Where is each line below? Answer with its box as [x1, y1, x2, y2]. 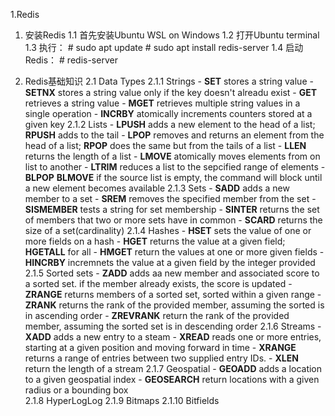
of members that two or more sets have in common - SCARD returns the [24, 214, 323, 226]
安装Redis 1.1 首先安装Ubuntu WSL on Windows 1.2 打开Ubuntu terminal [24, 29, 320, 41]
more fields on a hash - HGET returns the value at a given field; [24, 235, 286, 247]
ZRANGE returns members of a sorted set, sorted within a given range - [24, 289, 322, 300]
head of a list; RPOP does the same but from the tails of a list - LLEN [24, 140, 307, 151]
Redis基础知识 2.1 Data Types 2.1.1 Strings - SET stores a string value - [24, 75, 314, 87]
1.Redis [10, 9, 40, 20]
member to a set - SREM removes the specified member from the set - [24, 193, 317, 204]
